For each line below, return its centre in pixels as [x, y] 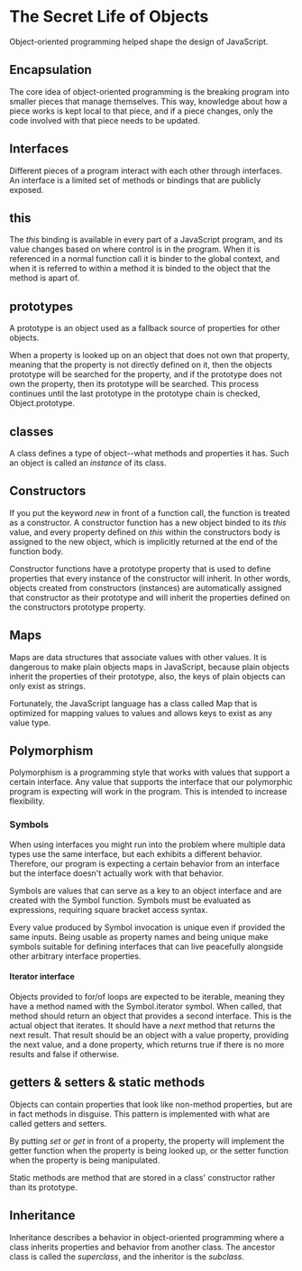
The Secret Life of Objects [109, 17]
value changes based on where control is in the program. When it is [135, 249]
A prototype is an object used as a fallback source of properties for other [145, 328]
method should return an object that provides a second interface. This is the [151, 1016]
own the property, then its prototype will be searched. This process [134, 384]
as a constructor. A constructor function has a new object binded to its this [148, 522]
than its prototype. [44, 1187]
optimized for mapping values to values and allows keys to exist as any [141, 713]
